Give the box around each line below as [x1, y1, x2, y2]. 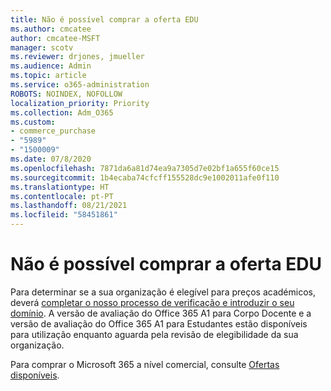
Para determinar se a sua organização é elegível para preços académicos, [10, 286, 316, 298]
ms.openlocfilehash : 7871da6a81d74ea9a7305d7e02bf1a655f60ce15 [10, 163, 280, 173]
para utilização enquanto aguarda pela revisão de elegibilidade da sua [10, 328, 299, 340]
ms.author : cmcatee [10, 24, 92, 34]
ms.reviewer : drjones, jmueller [10, 52, 145, 62]
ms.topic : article [10, 71, 87, 81]
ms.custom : [10, 117, 56, 127]
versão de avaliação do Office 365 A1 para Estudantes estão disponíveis [10, 317, 308, 330]
